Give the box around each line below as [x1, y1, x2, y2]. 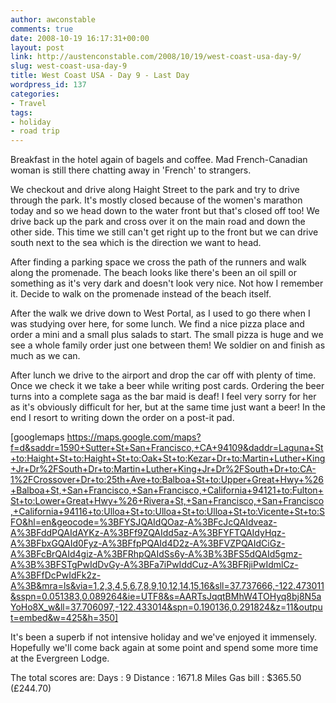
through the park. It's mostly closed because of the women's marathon [10, 194, 303, 206]
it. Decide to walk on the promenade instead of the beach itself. [10, 288, 272, 300]
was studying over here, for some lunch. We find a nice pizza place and [10, 318, 305, 330]
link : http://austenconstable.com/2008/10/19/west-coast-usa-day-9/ [10, 52, 302, 62]
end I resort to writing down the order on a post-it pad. [10, 412, 235, 424]
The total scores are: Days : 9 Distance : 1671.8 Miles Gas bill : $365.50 [10, 672, 302, 684]
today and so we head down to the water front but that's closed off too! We [10, 205, 320, 217]
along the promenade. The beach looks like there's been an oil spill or [10, 267, 298, 279]
